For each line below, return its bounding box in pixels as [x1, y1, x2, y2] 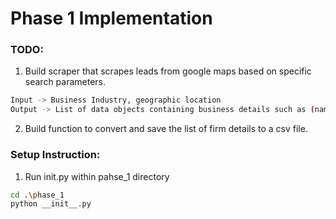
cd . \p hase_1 [10, 190, 65, 200]
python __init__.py [10, 199, 92, 209]
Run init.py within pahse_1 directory [24, 170, 170, 182]
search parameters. [24, 76, 107, 88]
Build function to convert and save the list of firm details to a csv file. [24, 123, 308, 135]
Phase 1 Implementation [10, 7, 213, 30]
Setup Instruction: [10, 148, 101, 162]
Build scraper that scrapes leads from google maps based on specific [24, 65, 312, 77]
